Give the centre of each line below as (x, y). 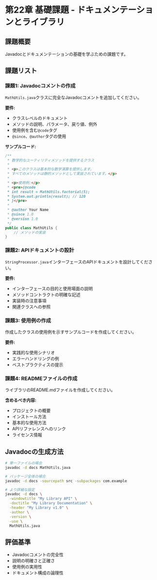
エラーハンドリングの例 (35, 358)
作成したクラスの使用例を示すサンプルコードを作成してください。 (71, 332)
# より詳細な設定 (20, 490)
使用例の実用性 (27, 567)
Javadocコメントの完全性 (38, 555)
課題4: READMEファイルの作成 (41, 378)
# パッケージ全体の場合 (25, 476)
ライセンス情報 (27, 435)
